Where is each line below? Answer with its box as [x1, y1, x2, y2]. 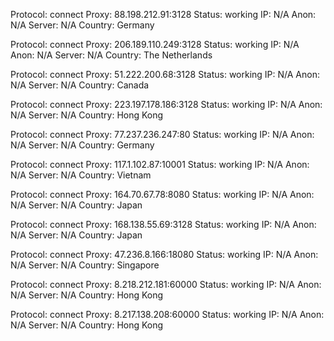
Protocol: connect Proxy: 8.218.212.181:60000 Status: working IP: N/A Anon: [10, 279, 322, 290]
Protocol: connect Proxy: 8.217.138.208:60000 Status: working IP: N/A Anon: [10, 309, 325, 320]
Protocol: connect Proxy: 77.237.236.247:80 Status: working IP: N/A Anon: [10, 129, 315, 140]
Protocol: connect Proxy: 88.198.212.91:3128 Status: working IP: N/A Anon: [10, 9, 317, 20]
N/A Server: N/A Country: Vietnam [10, 169, 152, 181]
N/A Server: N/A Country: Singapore [10, 259, 160, 271]
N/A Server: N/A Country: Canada [10, 79, 150, 91]
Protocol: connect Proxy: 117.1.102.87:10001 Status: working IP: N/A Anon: [10, 159, 310, 170]
